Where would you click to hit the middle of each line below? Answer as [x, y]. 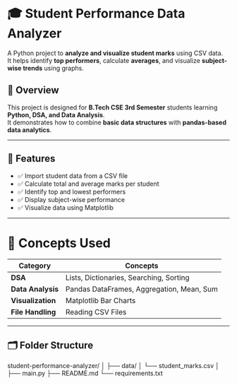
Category [35, 266]
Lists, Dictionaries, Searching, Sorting [127, 278]
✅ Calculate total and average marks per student [89, 184]
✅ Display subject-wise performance [71, 199]
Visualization [34, 300]
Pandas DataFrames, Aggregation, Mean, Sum [142, 289]
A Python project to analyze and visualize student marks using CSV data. [115, 53]
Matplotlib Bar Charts [101, 300]
